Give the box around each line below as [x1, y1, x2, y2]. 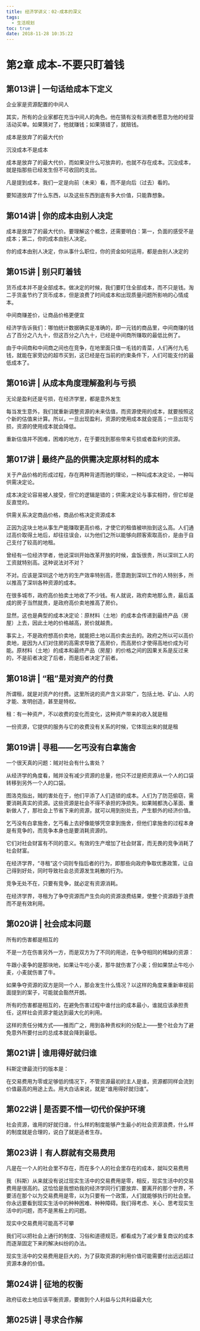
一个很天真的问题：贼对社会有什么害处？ [6, 759, 105, 766]
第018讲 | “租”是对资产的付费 [6, 674, 114, 684]
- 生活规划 [11, 20, 35, 26]
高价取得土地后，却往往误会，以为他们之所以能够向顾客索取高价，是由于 [11, 531, 189, 539]
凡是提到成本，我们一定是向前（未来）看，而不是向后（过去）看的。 [6, 179, 173, 186]
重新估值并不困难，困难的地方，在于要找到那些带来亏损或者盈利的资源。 [6, 435, 183, 442]
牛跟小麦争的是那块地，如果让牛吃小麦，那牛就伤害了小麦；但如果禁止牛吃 [6, 961, 189, 968]
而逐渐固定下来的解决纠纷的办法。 [6, 1240, 90, 1247]
